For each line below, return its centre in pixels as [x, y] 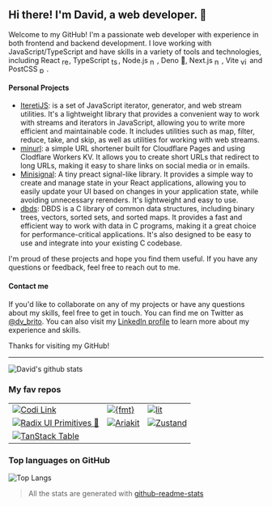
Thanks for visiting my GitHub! [59, 346]
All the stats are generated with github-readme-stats [116, 494]
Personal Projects [39, 87]
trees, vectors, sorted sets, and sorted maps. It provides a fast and [131, 217]
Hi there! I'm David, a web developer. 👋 [108, 15]
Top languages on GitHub [59, 460]
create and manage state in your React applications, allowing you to [133, 183]
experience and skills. [45, 330]
